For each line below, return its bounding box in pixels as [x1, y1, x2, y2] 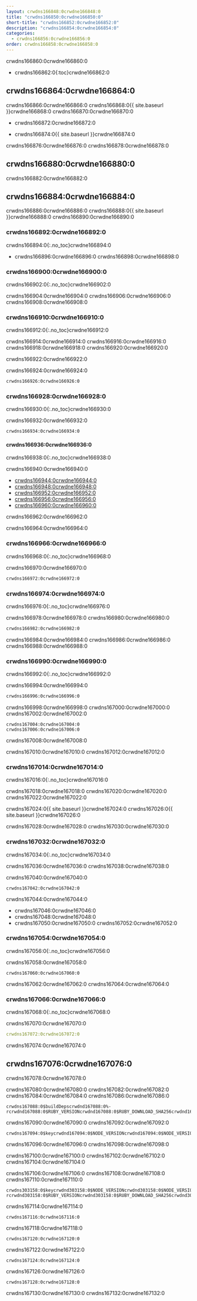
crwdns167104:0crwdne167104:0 [6, 1158, 86, 1165]
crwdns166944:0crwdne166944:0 [14, 477, 97, 484]
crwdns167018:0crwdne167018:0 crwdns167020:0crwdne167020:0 [6, 788, 167, 795]
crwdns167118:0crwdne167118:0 [6, 1224, 83, 1232]
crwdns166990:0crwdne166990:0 [6, 657, 107, 665]
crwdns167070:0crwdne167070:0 [6, 1020, 87, 1027]
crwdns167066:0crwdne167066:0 [6, 995, 106, 1003]
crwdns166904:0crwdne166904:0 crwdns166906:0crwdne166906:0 [6, 292, 171, 299]
